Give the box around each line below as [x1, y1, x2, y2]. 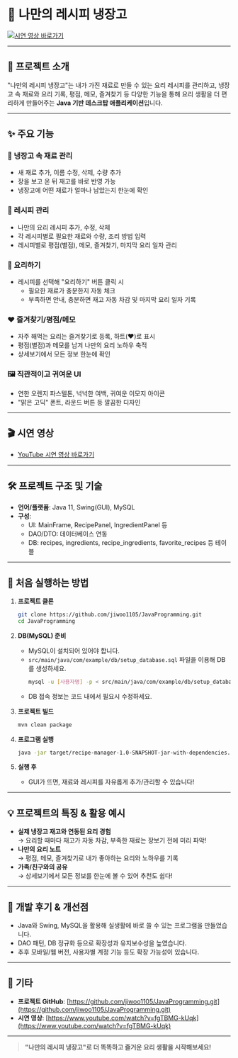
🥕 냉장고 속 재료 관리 [7, 151, 73, 161]
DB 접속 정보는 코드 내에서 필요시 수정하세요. [28, 692, 152, 700]
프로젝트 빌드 [17, 707, 55, 716]
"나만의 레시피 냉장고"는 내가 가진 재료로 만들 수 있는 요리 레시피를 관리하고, [7, 81, 217, 89]
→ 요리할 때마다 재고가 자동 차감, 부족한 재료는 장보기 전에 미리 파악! [17, 836, 207, 845]
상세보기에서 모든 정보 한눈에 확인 [17, 350, 111, 359]
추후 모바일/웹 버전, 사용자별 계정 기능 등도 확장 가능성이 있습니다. [17, 947, 200, 957]
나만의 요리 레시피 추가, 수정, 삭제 [17, 223, 110, 231]
